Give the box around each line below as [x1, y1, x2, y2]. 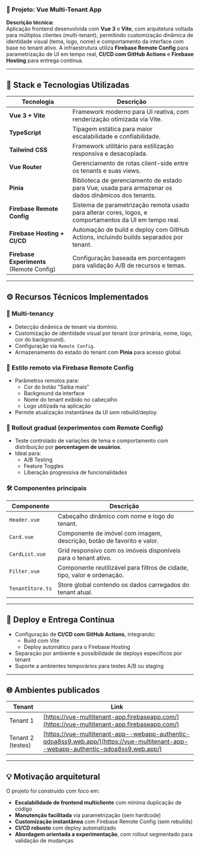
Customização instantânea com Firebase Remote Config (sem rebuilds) [14, 818, 193, 826]
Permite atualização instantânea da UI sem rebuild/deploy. [14, 409, 158, 416]
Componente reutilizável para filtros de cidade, [57, 563, 189, 572]
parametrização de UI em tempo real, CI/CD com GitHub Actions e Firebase [6, 51, 194, 58]
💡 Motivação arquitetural [6, 771, 100, 781]
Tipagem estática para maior [72, 125, 153, 133]
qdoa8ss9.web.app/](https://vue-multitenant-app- [43, 737, 189, 746]
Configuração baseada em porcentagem [72, 254, 186, 262]
